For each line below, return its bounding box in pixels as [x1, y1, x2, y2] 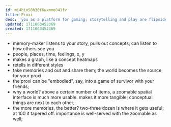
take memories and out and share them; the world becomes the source [12, 67, 162, 74]
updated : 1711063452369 [5, 21, 56, 27]
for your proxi [12, 73, 42, 79]
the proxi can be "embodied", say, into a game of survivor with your [12, 78, 154, 84]
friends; [12, 83, 30, 89]
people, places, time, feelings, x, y [12, 51, 85, 57]
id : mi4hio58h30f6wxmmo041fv [5, 7, 67, 13]
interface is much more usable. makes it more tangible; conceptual [12, 94, 153, 101]
